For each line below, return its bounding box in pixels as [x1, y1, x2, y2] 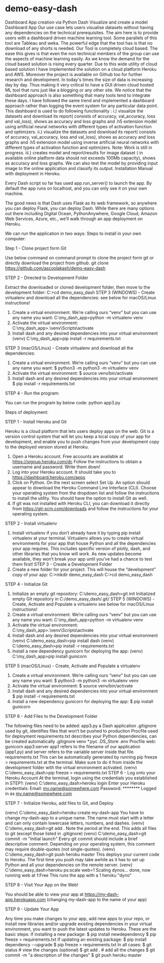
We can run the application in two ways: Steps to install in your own [5, 230, 141, 236]
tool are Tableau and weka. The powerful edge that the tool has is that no [5, 40, 153, 46]
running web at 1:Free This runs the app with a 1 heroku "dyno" [5, 872, 132, 878]
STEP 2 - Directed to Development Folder [5, 275, 89, 281]
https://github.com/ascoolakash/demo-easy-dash [5, 265, 106, 271]
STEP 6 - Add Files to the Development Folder [5, 713, 98, 719]
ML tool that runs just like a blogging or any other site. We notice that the [5, 87, 152, 93]
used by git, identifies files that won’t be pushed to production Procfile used [5, 728, 158, 734]
